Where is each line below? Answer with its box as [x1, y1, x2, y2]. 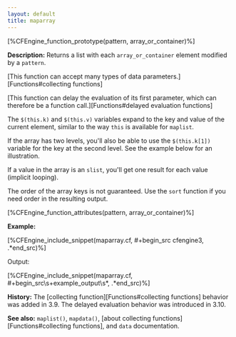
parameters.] [142, 72, 181, 81]
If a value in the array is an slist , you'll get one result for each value [7, 165, 208, 173]
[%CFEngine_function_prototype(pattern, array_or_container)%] [7, 36, 195, 45]
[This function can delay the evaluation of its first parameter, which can [7, 94, 217, 102]
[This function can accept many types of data [7, 72, 141, 81]
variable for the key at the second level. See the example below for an [7, 144, 212, 152]
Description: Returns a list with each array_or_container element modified [7, 51, 227, 59]
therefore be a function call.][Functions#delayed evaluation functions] [7, 101, 213, 109]
